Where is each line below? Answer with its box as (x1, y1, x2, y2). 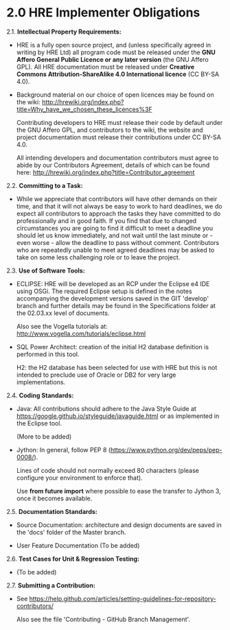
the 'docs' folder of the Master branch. (16, 528, 126, 536)
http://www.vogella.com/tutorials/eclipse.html (16, 329, 146, 338)
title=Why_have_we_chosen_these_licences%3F (16, 105, 152, 113)
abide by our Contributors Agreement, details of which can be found (16, 161, 210, 169)
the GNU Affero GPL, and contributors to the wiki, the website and (16, 126, 203, 134)
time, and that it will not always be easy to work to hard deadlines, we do (16, 202, 222, 210)
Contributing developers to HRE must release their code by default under (16, 118, 223, 126)
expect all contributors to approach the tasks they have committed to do (16, 209, 221, 218)
